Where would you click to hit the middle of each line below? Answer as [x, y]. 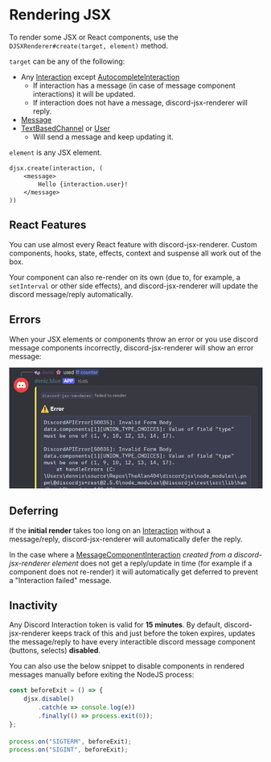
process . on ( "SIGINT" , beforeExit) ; [69, 750]
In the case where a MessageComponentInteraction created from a [121, 554]
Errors [25, 320]
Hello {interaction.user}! [83, 184]
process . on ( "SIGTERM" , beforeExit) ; [70, 741]
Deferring [34, 511]
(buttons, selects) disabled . [55, 651]
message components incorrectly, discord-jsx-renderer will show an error [131, 347]
